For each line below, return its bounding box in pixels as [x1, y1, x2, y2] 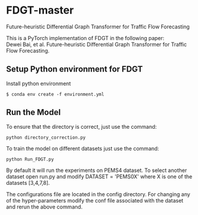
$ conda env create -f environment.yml [6, 91, 105, 97]
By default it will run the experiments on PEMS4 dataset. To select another [6, 167, 187, 174]
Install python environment [6, 80, 71, 87]
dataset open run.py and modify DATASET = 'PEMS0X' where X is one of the [6, 172, 193, 180]
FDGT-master [6, 4, 74, 17]
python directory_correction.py [6, 134, 86, 141]
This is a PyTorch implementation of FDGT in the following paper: [6, 34, 164, 41]
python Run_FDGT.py [6, 156, 54, 162]
